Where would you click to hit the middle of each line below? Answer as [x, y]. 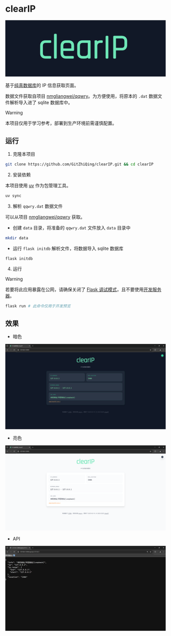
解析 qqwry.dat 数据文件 [38, 206]
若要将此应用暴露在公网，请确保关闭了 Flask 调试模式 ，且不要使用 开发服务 [83, 290]
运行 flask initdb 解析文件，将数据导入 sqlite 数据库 [68, 248]
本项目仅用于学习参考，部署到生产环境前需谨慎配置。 [61, 123]
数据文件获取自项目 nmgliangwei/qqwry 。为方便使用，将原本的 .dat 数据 [81, 96]
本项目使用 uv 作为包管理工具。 [38, 185]
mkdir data [17, 238]
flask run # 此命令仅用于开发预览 [38, 306]
